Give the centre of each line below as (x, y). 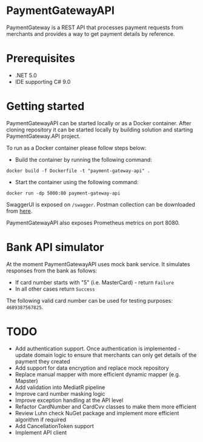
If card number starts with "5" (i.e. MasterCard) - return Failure (95, 282)
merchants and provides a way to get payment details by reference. (91, 33)
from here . (19, 211)
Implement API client (41, 432)
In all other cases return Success (55, 289)
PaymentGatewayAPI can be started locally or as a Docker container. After (99, 123)
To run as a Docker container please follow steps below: (76, 148)
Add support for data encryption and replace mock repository (92, 368)
